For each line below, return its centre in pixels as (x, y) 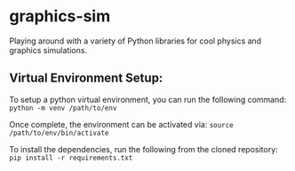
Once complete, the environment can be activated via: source (121, 124)
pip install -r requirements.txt (71, 158)
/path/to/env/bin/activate (59, 133)
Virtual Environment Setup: (86, 78)
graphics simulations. (48, 50)
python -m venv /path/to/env (63, 108)
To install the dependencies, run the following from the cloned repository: (144, 149)
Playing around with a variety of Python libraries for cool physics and (136, 41)
